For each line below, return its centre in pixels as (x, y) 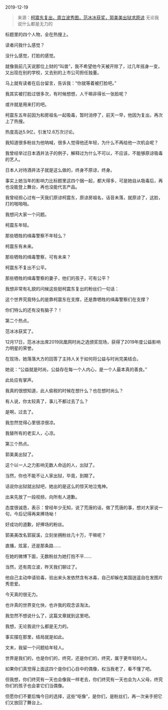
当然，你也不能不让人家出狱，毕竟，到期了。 (51, 475)
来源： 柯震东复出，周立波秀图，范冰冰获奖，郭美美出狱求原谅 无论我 (88, 17)
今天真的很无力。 (23, 594)
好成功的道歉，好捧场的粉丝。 (36, 524)
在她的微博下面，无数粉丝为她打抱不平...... (48, 556)
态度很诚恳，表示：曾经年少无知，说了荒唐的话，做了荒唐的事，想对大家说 (82, 507)
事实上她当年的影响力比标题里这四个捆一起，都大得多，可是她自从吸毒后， (82, 180)
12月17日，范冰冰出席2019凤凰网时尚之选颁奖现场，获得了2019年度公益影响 (83, 342)
